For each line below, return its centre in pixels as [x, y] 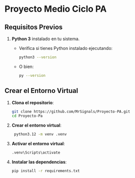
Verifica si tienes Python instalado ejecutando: [66, 48]
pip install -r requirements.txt [46, 171]
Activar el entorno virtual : [38, 144]
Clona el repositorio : [33, 102]
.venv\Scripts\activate [36, 153]
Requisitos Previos [34, 27]
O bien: [26, 67]
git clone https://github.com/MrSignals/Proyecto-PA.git [71, 111]
